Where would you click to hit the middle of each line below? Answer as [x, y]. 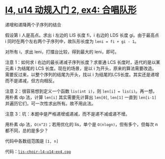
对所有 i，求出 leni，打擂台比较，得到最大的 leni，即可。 [62, 52]
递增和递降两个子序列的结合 [33, 25]
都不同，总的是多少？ [27, 130]
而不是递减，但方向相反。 [31, 80]
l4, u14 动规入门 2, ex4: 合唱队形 [71, 10]
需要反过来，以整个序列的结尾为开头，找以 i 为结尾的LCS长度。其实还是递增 [82, 74]
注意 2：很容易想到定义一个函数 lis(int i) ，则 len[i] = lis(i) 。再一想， [81, 91]
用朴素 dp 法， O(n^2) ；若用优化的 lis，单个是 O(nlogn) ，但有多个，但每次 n [82, 124]
